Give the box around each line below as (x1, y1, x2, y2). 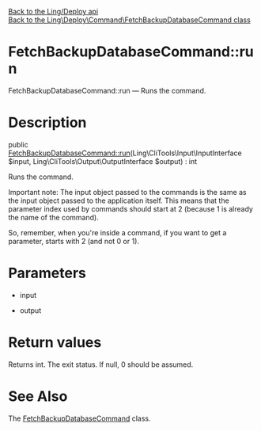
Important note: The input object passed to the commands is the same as (8, 187, 247, 196)
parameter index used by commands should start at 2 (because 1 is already (8, 204, 253, 213)
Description (8, 114, 87, 132)
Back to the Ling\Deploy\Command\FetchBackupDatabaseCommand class (8, 15, 251, 25)
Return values (8, 334, 102, 351)
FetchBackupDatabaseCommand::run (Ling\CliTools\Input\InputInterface (8, 148, 243, 158)
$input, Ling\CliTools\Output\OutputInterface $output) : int (8, 156, 198, 166)
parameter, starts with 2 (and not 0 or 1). (8, 236, 140, 246)
